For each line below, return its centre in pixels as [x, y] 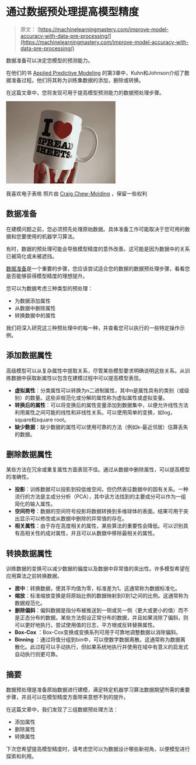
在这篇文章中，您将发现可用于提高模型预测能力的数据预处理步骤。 [85, 92]
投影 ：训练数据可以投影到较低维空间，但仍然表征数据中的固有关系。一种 [101, 489]
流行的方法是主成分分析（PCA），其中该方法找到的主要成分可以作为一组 [100, 497]
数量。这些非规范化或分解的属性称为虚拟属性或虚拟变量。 [99, 397]
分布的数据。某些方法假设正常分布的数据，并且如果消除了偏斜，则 [109, 618]
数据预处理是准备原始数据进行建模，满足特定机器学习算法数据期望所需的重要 [98, 689]
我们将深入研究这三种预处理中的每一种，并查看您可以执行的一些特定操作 [93, 328]
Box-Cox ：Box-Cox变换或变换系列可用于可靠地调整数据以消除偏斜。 [98, 632]
